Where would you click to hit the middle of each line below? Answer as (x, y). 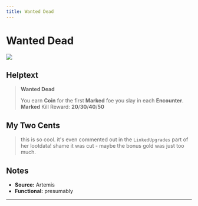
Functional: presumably (44, 191)
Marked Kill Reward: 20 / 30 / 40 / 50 (62, 107)
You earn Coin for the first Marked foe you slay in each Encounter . (102, 101)
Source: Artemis (34, 185)
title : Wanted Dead (30, 11)
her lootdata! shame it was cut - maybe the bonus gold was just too (102, 146)
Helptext (22, 75)
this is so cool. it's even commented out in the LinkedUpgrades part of (104, 139)
